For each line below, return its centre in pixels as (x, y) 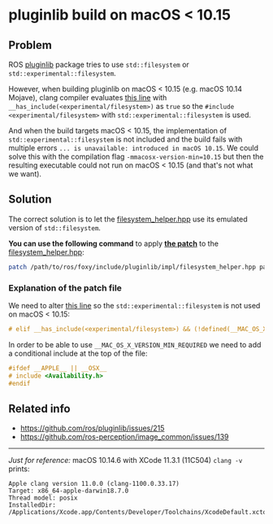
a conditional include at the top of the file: (78, 353)
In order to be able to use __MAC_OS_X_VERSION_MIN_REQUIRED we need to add (135, 344)
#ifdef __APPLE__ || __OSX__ (58, 368)
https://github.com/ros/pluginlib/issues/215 (92, 428)
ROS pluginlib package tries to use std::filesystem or (99, 64)
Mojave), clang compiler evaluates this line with (88, 98)
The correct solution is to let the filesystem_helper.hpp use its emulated (128, 219)
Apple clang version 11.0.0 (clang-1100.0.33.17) (94, 484)
